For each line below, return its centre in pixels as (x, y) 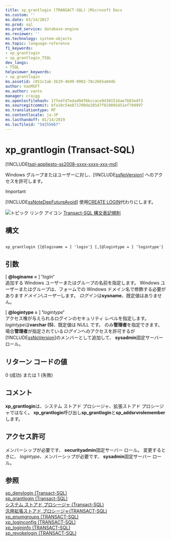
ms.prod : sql (19, 24)
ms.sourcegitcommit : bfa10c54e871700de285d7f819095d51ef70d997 (74, 106)
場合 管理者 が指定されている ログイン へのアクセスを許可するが (70, 331)
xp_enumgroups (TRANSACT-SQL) (42, 517)
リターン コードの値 (36, 362)
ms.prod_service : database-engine (42, 29)
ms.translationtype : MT (31, 110)
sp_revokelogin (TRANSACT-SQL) (41, 533)
